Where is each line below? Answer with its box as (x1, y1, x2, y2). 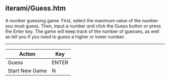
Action (19, 50, 36, 57)
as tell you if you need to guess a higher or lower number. (5, 33, 125, 39)
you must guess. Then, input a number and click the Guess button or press (5, 23, 161, 29)
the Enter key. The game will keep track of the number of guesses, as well (5, 28, 159, 34)
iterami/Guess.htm (5, 4, 66, 13)
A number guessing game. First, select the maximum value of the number (5, 17, 158, 23)
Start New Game (8, 67, 47, 74)
